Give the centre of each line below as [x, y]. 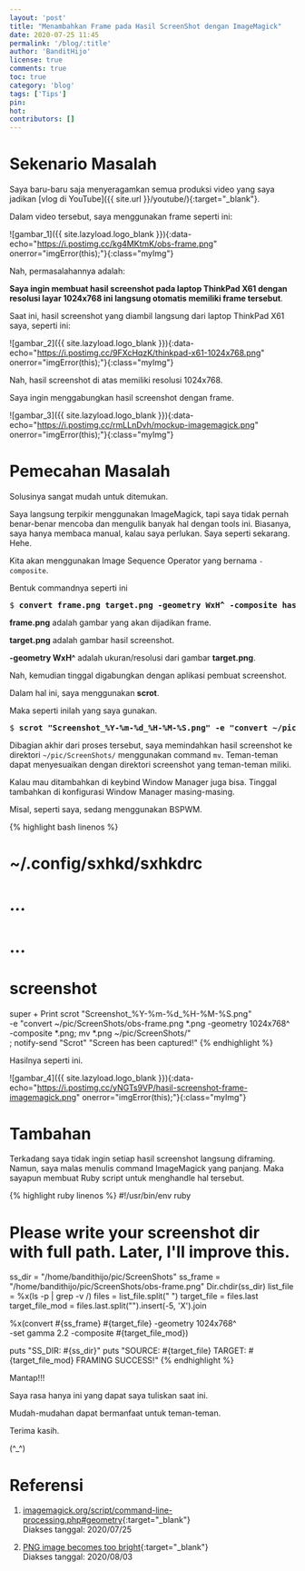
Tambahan [50, 1134]
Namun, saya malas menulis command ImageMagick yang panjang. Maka [147, 1168]
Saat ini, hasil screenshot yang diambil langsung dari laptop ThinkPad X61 [147, 316]
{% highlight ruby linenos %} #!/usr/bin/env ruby [100, 1196]
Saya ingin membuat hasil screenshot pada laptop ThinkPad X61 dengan [148, 289]
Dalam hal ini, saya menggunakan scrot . [84, 693]
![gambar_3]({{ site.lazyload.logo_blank [83, 415]
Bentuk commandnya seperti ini [69, 588]
